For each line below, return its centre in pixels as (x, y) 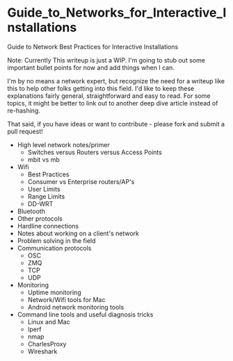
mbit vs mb (44, 159)
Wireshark (42, 351)
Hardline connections (48, 226)
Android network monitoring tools (76, 307)
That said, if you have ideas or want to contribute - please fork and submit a (116, 124)
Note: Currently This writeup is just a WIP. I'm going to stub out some (106, 60)
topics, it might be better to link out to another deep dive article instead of (113, 103)
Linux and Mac (49, 321)
